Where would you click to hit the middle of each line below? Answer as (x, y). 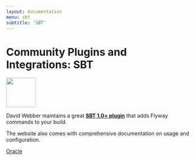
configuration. (23, 140)
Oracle (14, 151)
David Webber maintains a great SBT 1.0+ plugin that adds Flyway (87, 116)
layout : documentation (34, 12)
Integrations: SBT (50, 64)
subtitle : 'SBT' (26, 23)
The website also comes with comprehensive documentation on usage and (98, 133)
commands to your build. (36, 122)
